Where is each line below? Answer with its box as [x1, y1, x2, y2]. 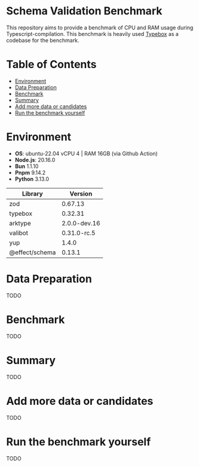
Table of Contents [6, 58, 97, 71]
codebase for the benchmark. [6, 36, 79, 44]
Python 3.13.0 [14, 175, 50, 182]
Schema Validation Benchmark [6, 4, 163, 18]
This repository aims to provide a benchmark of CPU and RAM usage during [6, 24, 194, 31]
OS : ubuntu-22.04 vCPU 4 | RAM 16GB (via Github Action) [14, 149, 158, 157]
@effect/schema [9, 248, 56, 257]
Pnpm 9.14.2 [14, 169, 46, 176]
